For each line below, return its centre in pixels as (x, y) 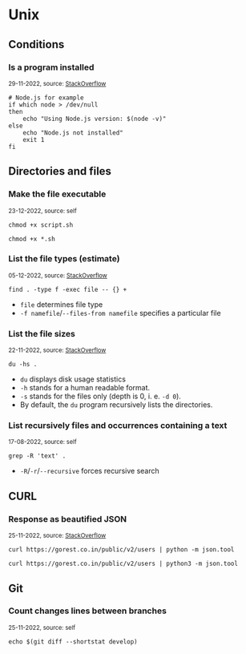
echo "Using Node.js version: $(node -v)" (95, 119)
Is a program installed (51, 67)
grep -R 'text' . (37, 456)
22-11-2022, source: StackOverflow (57, 350)
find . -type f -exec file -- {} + (68, 289)
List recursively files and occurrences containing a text (118, 426)
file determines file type (61, 304)
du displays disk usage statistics (73, 379)
